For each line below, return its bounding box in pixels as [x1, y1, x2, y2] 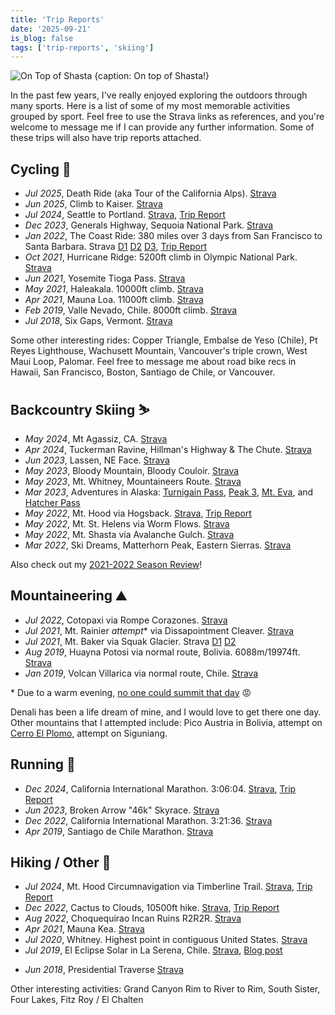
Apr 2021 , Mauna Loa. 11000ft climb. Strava [24, 294, 204, 306]
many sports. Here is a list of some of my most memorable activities [10, 100, 291, 112]
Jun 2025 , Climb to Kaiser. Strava [24, 198, 163, 210]
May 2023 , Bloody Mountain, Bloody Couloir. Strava [24, 464, 240, 476]
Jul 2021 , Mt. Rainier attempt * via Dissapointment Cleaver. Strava [24, 624, 295, 636]
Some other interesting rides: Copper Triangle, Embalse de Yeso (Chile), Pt [10, 334, 318, 346]
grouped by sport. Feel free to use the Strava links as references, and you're [10, 111, 325, 123]
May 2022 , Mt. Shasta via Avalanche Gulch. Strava [24, 528, 235, 540]
